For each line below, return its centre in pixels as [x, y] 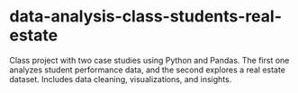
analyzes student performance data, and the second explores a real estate [148, 70]
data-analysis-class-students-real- [145, 17]
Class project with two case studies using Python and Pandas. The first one [149, 60]
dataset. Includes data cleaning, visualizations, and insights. [121, 79]
